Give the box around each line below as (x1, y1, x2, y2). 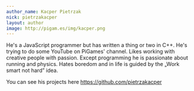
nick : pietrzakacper (6, 14, 58, 20)
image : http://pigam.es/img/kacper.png (6, 25, 106, 32)
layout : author (6, 20, 44, 26)
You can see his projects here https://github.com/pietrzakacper (6, 79, 162, 86)
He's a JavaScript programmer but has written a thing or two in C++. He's (6, 42, 188, 49)
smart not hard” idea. (6, 67, 58, 74)
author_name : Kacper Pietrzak (6, 8, 82, 15)
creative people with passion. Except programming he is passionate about (6, 54, 189, 61)
